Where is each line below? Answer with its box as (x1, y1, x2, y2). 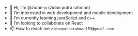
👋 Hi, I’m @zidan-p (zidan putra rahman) (9, 5, 91, 10)
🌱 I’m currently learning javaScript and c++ (9, 15, 95, 20)
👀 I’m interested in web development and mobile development (9, 10, 133, 16)
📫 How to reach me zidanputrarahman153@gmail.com (9, 26, 114, 31)
